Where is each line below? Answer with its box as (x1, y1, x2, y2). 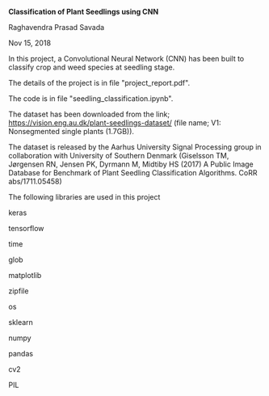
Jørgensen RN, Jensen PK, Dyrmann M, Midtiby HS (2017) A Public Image (8, 159, 254, 169)
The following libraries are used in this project (8, 192, 161, 201)
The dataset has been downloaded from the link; (8, 109, 170, 119)
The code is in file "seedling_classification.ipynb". (8, 94, 174, 103)
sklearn (8, 318, 34, 326)
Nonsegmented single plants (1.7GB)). (8, 127, 135, 136)
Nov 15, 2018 (8, 38, 51, 48)
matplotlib (8, 271, 42, 280)
